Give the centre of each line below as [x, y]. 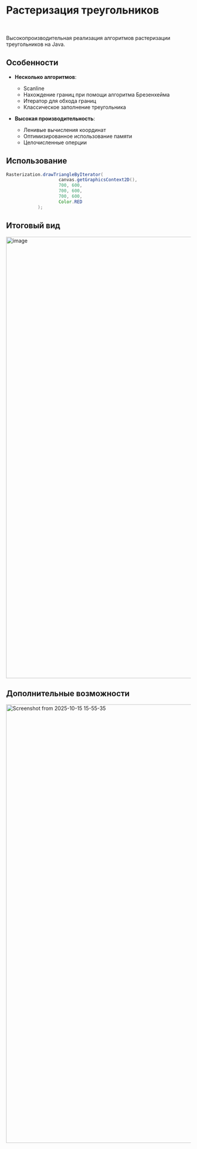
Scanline [34, 88]
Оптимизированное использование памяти [78, 136]
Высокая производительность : [55, 118]
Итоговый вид [33, 226]
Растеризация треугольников [83, 10]
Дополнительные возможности [68, 693]
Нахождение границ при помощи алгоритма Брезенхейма [96, 94]
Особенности [32, 63]
